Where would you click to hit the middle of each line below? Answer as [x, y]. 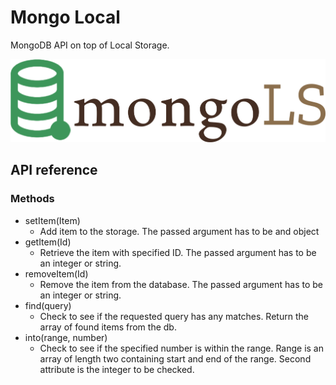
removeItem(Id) [56, 273]
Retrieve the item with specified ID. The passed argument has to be [178, 252]
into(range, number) [66, 337]
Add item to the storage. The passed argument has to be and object [179, 231]
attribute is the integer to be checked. [117, 369]
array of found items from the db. [108, 327]
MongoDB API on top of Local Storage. [90, 45]
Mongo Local [65, 17]
